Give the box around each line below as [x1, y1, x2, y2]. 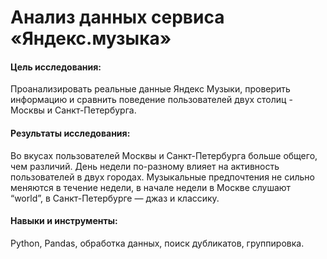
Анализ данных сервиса [10, 6, 225, 29]
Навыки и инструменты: [10, 215, 118, 227]
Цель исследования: [10, 61, 102, 73]
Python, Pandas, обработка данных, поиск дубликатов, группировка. [10, 237, 305, 249]
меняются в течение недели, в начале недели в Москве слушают [10, 181, 292, 193]
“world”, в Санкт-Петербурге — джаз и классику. [10, 192, 220, 204]
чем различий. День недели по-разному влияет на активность [10, 160, 280, 172]
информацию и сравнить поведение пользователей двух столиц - [10, 94, 293, 106]
